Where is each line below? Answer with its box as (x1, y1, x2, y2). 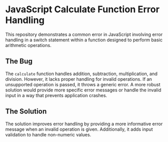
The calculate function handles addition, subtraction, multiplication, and (5, 70, 158, 77)
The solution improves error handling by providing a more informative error (5, 121, 163, 127)
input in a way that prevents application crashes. (5, 92, 107, 98)
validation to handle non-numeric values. (5, 131, 91, 137)
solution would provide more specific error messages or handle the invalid (5, 87, 162, 93)
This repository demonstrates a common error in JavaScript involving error (5, 31, 163, 37)
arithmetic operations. (5, 42, 52, 48)
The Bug (5, 57, 33, 66)
